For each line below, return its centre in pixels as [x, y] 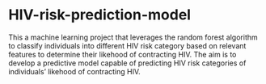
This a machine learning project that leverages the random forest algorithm [133, 37]
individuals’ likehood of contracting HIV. [75, 71]
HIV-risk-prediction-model [100, 15]
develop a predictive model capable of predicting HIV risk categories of [127, 63]
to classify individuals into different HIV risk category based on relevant [127, 45]
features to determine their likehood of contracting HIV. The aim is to [122, 54]
